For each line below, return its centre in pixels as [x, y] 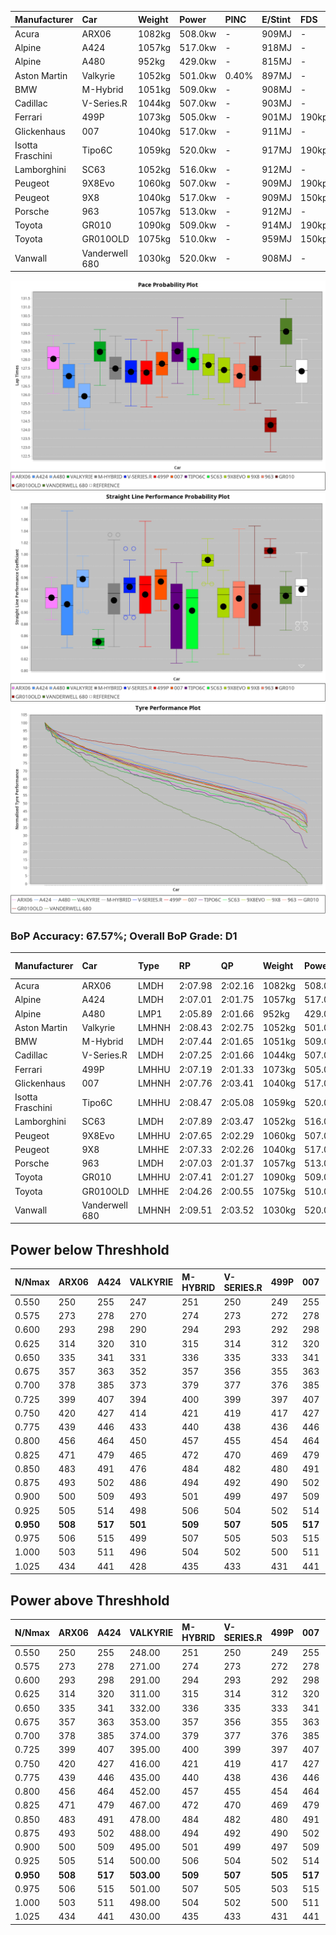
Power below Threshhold [90, 1249]
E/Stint [276, 19]
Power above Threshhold [90, 1600]
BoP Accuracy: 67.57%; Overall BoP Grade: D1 [124, 936]
